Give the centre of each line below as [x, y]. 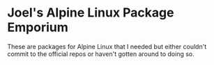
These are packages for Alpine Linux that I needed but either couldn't [107, 46]
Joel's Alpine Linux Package [91, 13]
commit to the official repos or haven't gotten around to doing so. [101, 54]
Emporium [38, 27]
